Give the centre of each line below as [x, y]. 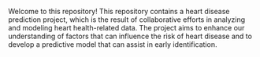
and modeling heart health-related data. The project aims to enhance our [126, 28]
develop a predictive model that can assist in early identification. [113, 45]
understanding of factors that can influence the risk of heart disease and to [130, 36]
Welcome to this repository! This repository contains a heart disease [119, 11]
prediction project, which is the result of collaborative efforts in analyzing [127, 20]
